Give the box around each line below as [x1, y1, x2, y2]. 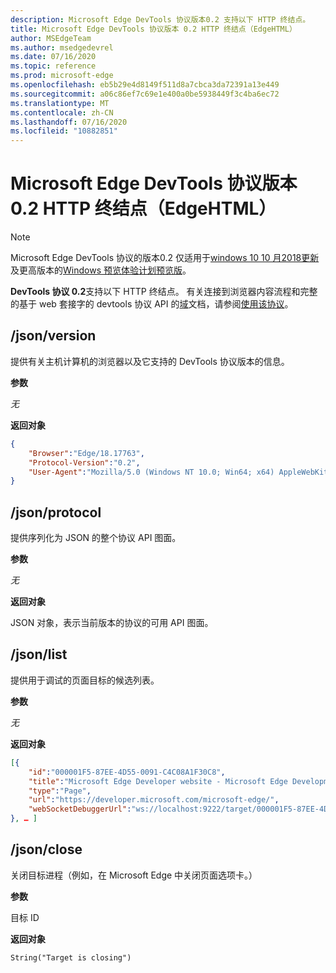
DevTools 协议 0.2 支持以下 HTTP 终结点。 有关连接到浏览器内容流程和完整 [10, 286, 318, 298]
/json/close [10, 841, 83, 858]
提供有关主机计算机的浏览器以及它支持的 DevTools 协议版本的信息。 [10, 355, 290, 367]
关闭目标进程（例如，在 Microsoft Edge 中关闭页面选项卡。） [10, 869, 258, 881]
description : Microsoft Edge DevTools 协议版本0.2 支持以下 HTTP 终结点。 [10, 14, 311, 25]
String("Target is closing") [10, 952, 132, 963]
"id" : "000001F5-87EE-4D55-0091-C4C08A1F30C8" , [28, 767, 226, 777]
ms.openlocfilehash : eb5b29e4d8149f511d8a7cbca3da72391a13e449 [10, 80, 280, 90]
